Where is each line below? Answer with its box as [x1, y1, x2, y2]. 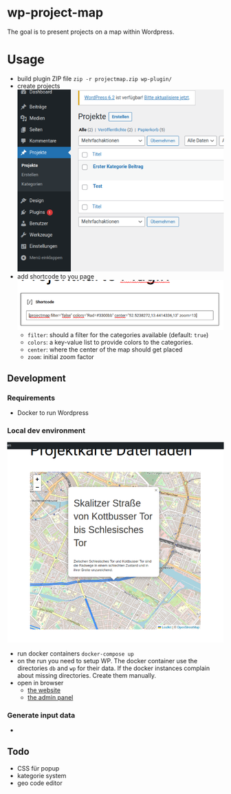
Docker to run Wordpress [16, 409, 89, 417]
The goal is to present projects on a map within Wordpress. [7, 28, 175, 36]
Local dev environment [7, 426, 86, 436]
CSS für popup [16, 764, 60, 772]
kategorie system [16, 771, 67, 780]
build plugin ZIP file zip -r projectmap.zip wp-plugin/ [16, 74, 172, 83]
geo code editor [16, 779, 63, 787]
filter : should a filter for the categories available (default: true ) [27, 330, 209, 339]
